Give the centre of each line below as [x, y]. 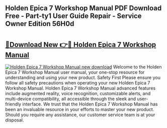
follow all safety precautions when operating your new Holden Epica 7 [78, 83]
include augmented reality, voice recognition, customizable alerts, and [78, 93]
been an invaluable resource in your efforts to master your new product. [80, 109]
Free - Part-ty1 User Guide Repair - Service [73, 16]
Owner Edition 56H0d [40, 24]
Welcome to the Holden [137, 67]
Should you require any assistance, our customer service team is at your [80, 115]
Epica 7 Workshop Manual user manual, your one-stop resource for [75, 72]
